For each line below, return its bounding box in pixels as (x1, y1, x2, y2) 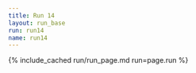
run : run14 (8, 26, 44, 34)
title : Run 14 (8, 11, 56, 20)
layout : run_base (8, 19, 66, 27)
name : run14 (8, 33, 48, 42)
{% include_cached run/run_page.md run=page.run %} (8, 56, 189, 65)
